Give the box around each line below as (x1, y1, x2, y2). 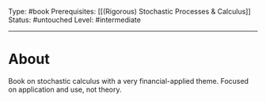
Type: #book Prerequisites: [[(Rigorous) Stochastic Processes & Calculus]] (8, 7, 251, 16)
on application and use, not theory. (8, 85, 122, 94)
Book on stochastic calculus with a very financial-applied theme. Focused (8, 76, 249, 85)
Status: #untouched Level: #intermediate (8, 15, 141, 25)
